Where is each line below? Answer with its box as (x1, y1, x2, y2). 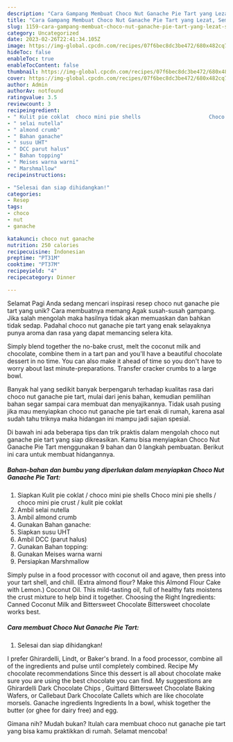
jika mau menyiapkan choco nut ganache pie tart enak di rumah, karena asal (7, 407, 225, 415)
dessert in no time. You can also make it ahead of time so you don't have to (7, 357, 222, 365)
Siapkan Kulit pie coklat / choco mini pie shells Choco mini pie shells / (17, 491, 216, 499)
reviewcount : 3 (7, 101, 51, 108)
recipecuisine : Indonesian (7, 248, 85, 255)
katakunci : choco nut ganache (7, 235, 95, 242)
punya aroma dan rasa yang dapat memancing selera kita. (7, 328, 173, 337)
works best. (7, 607, 41, 616)
